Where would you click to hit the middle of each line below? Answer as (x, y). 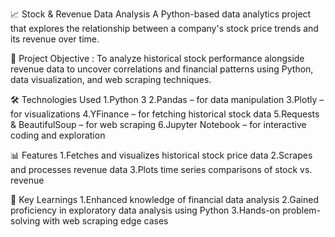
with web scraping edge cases (105, 221)
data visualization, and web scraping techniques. (111, 79)
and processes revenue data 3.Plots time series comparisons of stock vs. (161, 169)
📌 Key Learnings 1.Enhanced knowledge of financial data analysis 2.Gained (164, 199)
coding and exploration (58, 135)
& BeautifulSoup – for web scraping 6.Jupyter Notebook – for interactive (158, 124)
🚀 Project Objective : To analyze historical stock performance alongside (157, 58)
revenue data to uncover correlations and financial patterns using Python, (162, 69)
